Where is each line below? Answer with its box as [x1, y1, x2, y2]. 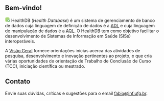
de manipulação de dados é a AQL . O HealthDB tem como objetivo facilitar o [5, 28, 159, 34]
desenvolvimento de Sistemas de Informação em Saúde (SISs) [5, 33, 131, 39]
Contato [5, 78, 30, 86]
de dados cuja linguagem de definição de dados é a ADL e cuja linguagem [5, 22, 155, 28]
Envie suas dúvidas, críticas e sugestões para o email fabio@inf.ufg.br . [5, 90, 148, 96]
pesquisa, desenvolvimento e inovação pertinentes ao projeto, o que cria [5, 53, 152, 59]
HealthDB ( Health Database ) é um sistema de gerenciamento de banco [11, 17, 155, 23]
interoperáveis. [5, 38, 35, 44]
